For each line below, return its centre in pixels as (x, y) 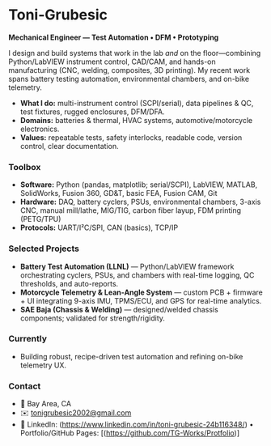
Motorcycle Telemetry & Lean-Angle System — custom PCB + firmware (141, 292)
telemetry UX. (43, 365)
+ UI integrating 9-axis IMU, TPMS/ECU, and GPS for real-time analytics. (141, 300)
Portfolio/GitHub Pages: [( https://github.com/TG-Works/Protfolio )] (130, 433)
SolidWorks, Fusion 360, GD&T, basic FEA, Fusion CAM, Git (119, 193)
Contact (25, 386)
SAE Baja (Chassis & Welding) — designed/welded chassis (119, 309)
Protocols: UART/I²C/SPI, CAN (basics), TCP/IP (99, 227)
